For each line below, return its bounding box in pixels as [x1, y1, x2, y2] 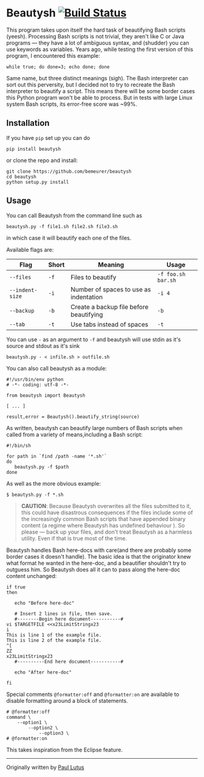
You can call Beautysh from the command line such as [6, 212, 143, 219]
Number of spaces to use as [70, 285, 151, 293]
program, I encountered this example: [6, 52, 100, 59]
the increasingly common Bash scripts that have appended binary [21, 515, 186, 523]
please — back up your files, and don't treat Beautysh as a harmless [21, 528, 192, 535]
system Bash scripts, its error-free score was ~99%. [6, 100, 138, 108]
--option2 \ [28, 725, 59, 731]
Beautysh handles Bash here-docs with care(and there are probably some [6, 546, 192, 554]
